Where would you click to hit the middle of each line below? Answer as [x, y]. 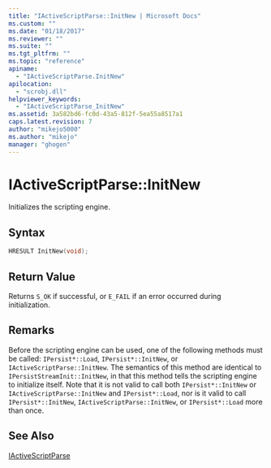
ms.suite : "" [30, 46]
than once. [26, 410]
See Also [31, 436]
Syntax [27, 232]
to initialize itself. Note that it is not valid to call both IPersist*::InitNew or [133, 384]
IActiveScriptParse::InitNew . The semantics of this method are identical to [135, 367]
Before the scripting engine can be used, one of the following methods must [136, 349]
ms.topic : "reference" [47, 62]
